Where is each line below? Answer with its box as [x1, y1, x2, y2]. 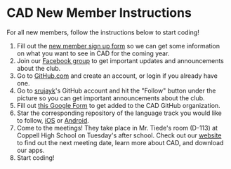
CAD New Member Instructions [6, 5, 192, 21]
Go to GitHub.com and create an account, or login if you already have [16, 72, 218, 80]
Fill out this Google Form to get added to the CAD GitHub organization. [16, 101, 220, 109]
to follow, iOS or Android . [16, 116, 89, 124]
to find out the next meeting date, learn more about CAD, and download [16, 138, 224, 147]
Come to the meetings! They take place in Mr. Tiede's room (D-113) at [16, 123, 218, 132]
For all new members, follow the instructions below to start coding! [6, 28, 199, 36]
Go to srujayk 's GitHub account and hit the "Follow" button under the [16, 86, 216, 95]
